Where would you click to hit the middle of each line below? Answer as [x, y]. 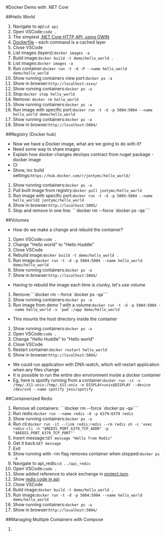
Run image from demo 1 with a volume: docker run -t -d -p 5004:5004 [84, 305]
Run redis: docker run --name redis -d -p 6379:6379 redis [73, 413]
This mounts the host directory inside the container [65, 319]
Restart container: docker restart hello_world [60, 350]
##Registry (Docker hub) [31, 134]
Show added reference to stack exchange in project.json [70, 474]
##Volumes [17, 220]
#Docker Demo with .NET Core [37, 7]
